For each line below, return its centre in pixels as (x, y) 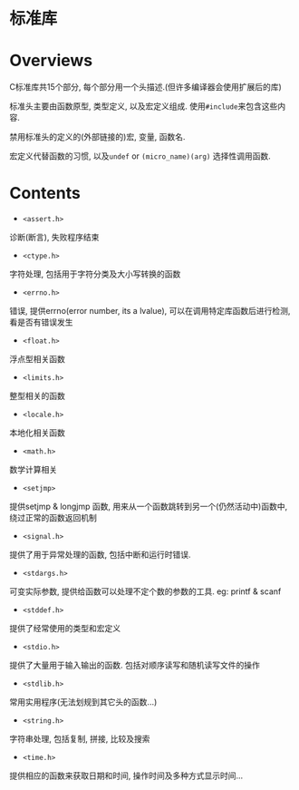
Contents (45, 194)
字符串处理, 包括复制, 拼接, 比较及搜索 (80, 739)
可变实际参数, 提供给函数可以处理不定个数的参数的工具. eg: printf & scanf (145, 591)
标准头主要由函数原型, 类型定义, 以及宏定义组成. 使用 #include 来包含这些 (144, 106)
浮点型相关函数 (37, 359)
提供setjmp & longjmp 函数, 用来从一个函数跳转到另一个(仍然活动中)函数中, (149, 507)
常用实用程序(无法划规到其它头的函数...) (83, 702)
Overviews (51, 61)
